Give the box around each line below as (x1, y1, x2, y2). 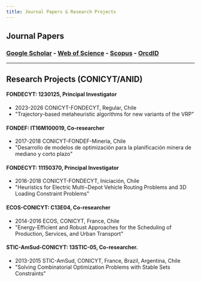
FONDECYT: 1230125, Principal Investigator (6, 91, 117, 98)
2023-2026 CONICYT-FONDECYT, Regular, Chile (14, 104, 137, 111)
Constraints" (14, 269, 46, 277)
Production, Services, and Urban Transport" (14, 230, 124, 237)
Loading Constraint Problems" (14, 190, 90, 197)
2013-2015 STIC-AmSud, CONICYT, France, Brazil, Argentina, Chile (14, 257, 181, 264)
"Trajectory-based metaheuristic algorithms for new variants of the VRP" (14, 110, 194, 118)
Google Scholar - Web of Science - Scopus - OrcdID (6, 49, 159, 57)
